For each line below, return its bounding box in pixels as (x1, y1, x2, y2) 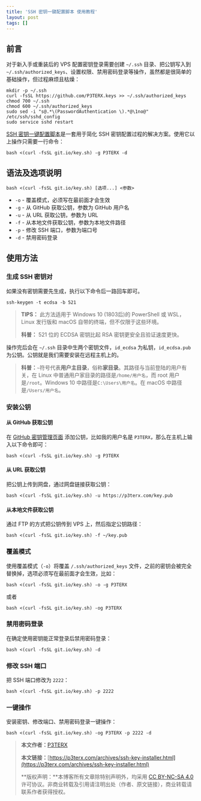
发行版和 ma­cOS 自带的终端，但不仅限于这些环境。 (35, 318, 162, 325)
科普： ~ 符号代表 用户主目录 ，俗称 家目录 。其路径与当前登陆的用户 (20, 364, 182, 371)
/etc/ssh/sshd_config (6, 114, 61, 120)
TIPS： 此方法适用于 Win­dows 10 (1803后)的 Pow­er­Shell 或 (20, 310, 167, 318)
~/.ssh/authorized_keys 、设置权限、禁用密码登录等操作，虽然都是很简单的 (6, 68, 192, 76)
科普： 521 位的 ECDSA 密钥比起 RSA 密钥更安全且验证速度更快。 (20, 331, 182, 338)
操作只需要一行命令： (11, 138, 64, 145)
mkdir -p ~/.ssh (6, 88, 47, 94)
